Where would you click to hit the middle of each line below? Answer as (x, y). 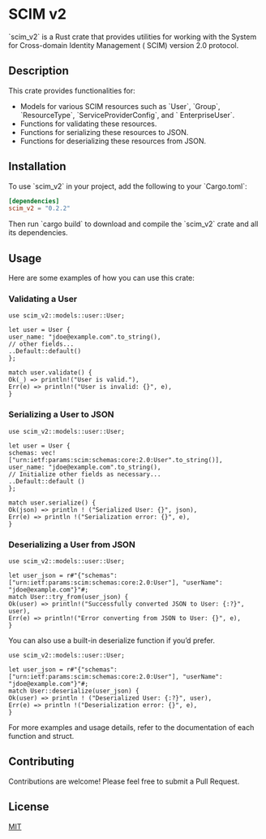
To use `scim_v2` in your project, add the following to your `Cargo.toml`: (128, 186)
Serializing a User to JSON (62, 414)
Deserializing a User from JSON (72, 544)
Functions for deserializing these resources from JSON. (113, 141)
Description (39, 71)
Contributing (41, 762)
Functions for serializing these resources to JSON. (104, 132)
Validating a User (43, 299)
